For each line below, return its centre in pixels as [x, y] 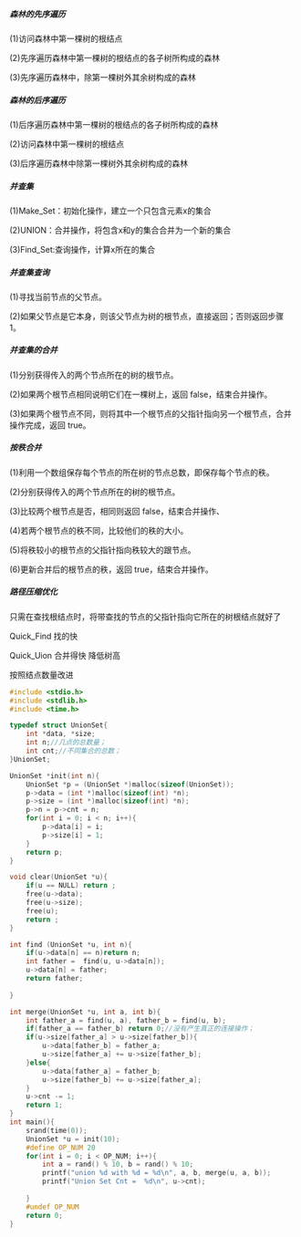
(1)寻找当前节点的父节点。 [58, 296]
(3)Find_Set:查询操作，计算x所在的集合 [83, 249]
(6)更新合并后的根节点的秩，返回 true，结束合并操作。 [112, 569]
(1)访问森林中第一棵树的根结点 [66, 38]
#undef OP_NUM [52, 1207]
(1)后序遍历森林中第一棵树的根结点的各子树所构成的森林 [114, 124]
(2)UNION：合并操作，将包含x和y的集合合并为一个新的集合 [120, 230]
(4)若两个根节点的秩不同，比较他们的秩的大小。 [99, 530]
